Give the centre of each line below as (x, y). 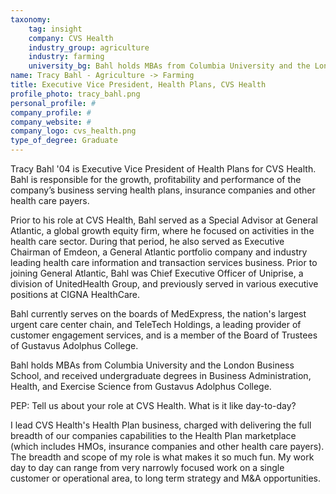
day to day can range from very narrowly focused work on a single (147, 467)
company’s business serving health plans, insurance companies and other (163, 190)
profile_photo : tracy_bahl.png (75, 94)
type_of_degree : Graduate (64, 141)
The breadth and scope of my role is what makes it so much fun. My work (162, 457)
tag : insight (55, 29)
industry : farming (66, 57)
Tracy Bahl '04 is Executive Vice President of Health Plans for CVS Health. (163, 169)
